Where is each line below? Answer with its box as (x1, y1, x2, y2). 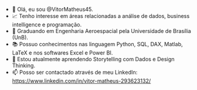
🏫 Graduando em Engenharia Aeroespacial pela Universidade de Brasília (11, 28, 192, 34)
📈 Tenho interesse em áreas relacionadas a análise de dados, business (11, 13, 190, 19)
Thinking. (11, 62, 36, 69)
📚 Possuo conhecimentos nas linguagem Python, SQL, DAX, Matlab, (11, 41, 183, 47)
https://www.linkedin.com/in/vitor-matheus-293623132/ (11, 77, 151, 84)
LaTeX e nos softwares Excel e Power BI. (11, 49, 113, 56)
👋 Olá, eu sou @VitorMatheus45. (11, 6, 93, 13)
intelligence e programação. (11, 21, 82, 28)
